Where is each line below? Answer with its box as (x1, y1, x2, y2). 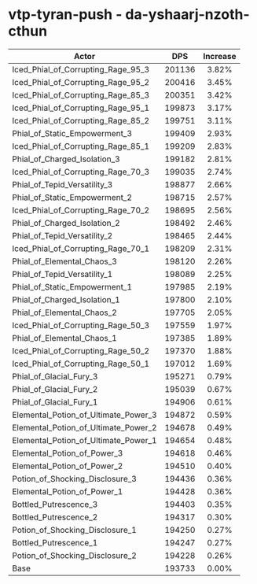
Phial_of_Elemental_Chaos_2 (12, 307, 118, 318)
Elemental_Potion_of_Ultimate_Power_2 (12, 422, 157, 433)
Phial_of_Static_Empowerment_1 (12, 281, 132, 292)
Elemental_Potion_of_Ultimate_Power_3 (12, 409, 157, 420)
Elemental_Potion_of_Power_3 (12, 447, 123, 458)
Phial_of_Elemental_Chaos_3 (12, 256, 118, 267)
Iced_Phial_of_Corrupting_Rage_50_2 (12, 345, 150, 356)
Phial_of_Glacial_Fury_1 (12, 396, 98, 407)
